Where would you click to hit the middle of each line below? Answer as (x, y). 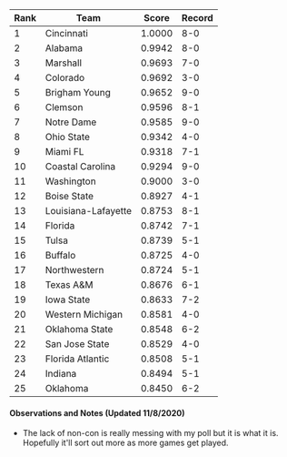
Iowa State (68, 300)
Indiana (61, 374)
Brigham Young (78, 92)
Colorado (65, 78)
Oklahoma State (79, 329)
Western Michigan (84, 315)
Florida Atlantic (77, 359)
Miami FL (64, 152)
